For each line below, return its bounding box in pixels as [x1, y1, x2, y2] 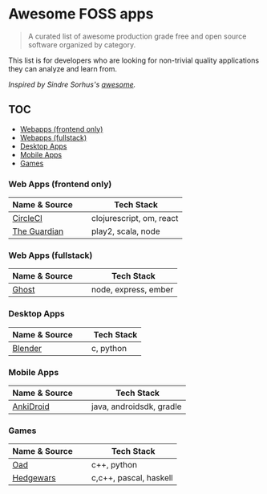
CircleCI [12, 213, 42, 224]
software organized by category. [27, 39, 136, 49]
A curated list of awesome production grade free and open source [27, 31, 247, 41]
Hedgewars [12, 472, 56, 484]
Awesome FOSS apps [8, 5, 154, 23]
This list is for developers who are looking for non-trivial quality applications [8, 55, 259, 65]
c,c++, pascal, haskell [91, 472, 174, 484]
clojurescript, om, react [91, 213, 179, 224]
